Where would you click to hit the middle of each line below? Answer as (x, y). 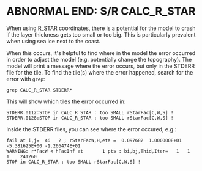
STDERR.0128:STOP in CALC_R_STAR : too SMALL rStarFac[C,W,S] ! (90, 118)
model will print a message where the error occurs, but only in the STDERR (100, 66)
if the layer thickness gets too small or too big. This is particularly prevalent (101, 34)
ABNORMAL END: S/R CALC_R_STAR (101, 11)
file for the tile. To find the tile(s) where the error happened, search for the (100, 72)
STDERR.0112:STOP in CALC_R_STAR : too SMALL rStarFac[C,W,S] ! (90, 112)
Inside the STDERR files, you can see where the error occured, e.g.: (91, 129)
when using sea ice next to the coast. (54, 41)
